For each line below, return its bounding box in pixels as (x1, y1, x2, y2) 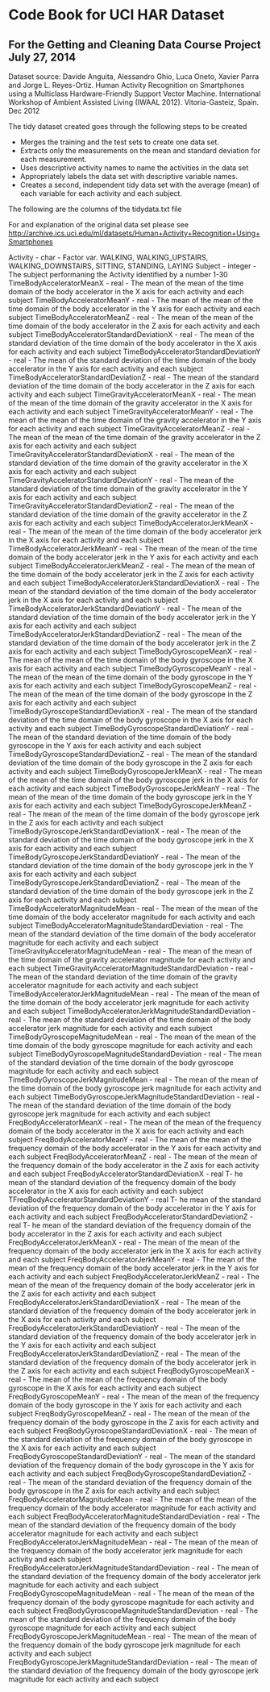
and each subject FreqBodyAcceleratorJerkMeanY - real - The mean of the (8, 1255, 257, 1264)
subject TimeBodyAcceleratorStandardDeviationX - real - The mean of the (8, 330, 255, 339)
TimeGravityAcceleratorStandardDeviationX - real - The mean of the (8, 450, 235, 459)
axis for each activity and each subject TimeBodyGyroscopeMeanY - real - (8, 663, 257, 673)
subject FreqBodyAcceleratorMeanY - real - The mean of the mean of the (8, 1135, 252, 1144)
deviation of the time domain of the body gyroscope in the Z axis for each (8, 758, 253, 767)
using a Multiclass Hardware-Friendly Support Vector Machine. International (8, 89, 261, 98)
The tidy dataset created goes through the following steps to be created (8, 122, 247, 131)
